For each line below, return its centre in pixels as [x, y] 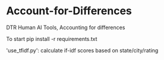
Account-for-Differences [69, 11]
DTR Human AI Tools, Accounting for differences [66, 27]
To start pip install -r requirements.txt [52, 39]
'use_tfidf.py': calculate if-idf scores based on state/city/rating [82, 50]
